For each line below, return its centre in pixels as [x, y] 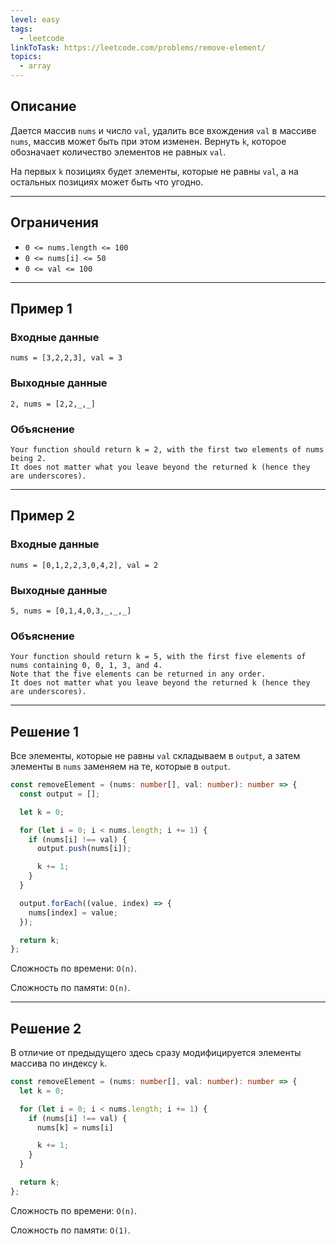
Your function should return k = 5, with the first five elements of [158, 657]
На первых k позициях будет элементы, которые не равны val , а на [154, 171]
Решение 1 [45, 731]
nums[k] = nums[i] [75, 1127]
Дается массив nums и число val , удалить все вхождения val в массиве [163, 130]
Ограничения [54, 222]
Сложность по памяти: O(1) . [70, 1230]
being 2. [28, 458]
